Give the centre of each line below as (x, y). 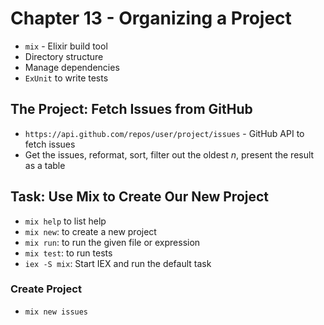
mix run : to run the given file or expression (112, 242)
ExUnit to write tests (66, 78)
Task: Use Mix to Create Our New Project (140, 197)
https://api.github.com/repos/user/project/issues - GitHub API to (164, 133)
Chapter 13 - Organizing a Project (151, 18)
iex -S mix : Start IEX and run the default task (118, 263)
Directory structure (64, 56)
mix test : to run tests (68, 253)
